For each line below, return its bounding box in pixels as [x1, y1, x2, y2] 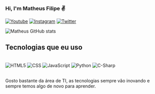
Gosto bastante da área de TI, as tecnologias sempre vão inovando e [5, 77, 150, 83]
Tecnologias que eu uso [5, 43, 83, 51]
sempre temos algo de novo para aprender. [5, 83, 96, 89]
